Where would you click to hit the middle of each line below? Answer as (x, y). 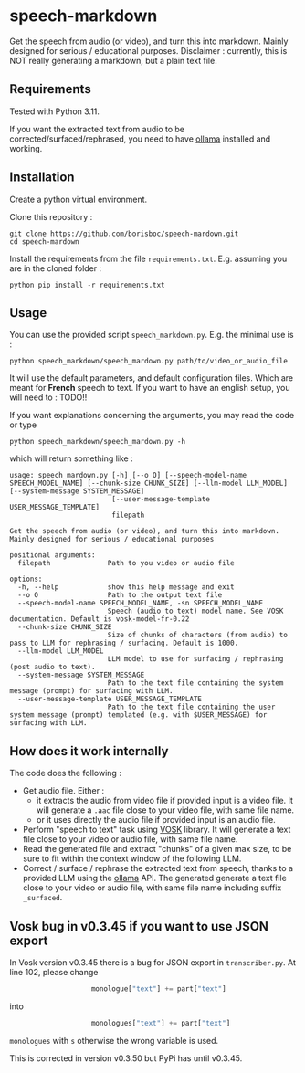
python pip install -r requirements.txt (88, 285)
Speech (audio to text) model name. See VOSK (195, 611)
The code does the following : (65, 773)
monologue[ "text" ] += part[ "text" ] (158, 989)
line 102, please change (54, 972)
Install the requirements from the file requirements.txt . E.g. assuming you (148, 258)
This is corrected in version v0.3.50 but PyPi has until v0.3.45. (126, 1058)
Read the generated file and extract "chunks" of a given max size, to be (157, 849)
